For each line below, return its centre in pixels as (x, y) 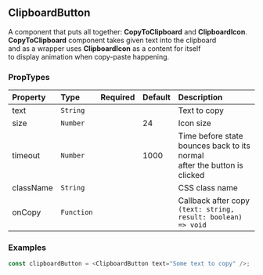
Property (29, 97)
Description (200, 97)
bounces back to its (214, 146)
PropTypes (29, 77)
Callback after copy (214, 201)
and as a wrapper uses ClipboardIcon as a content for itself (104, 48)
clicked (191, 175)
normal (191, 156)
